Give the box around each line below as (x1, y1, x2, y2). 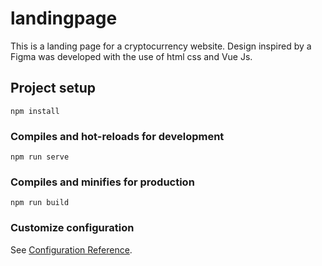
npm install (10, 106, 60, 116)
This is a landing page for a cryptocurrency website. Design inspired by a (10, 40, 312, 52)
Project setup (10, 80, 97, 97)
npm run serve (10, 152, 70, 162)
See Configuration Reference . (10, 243, 133, 256)
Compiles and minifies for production (10, 175, 195, 189)
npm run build (10, 198, 70, 208)
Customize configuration (10, 221, 135, 235)
